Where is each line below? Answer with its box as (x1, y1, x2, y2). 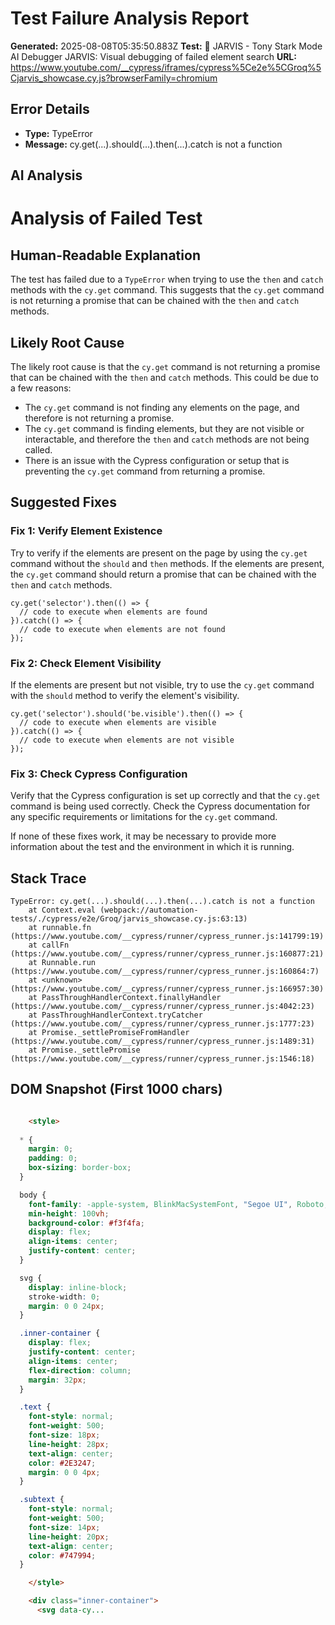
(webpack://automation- (99, 905, 199, 916)
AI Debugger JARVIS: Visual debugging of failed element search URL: (10, 50, 297, 62)
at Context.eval (28, 905, 97, 916)
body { (19, 1190, 47, 1200)
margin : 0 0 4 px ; (28, 1467, 101, 1477)
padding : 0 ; (28, 1153, 78, 1164)
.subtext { (19, 1495, 65, 1505)
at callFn (28, 940, 70, 951)
